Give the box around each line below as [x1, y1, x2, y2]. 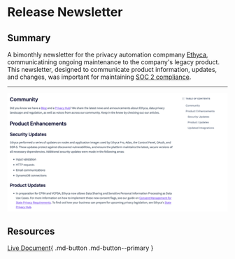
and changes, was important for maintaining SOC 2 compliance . [7, 73, 192, 81]
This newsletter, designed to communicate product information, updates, [7, 66, 218, 73]
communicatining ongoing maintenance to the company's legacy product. [7, 58, 220, 66]
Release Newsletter [7, 4, 123, 20]
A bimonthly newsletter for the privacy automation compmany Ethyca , [7, 50, 208, 59]
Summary [7, 32, 51, 44]
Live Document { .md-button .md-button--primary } [7, 244, 154, 252]
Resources [7, 225, 55, 237]
